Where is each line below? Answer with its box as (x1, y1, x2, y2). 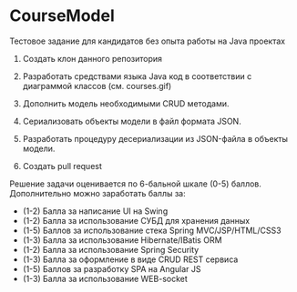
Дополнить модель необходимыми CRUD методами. (22, 97, 230, 109)
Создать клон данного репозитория (22, 53, 162, 64)
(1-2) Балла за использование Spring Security (22, 244, 200, 255)
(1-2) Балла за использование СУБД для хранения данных (22, 215, 251, 226)
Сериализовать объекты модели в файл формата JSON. (22, 116, 241, 126)
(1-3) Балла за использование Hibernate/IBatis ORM (22, 234, 222, 246)
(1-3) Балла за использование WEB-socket (22, 273, 189, 284)
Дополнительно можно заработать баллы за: (9, 187, 186, 198)
